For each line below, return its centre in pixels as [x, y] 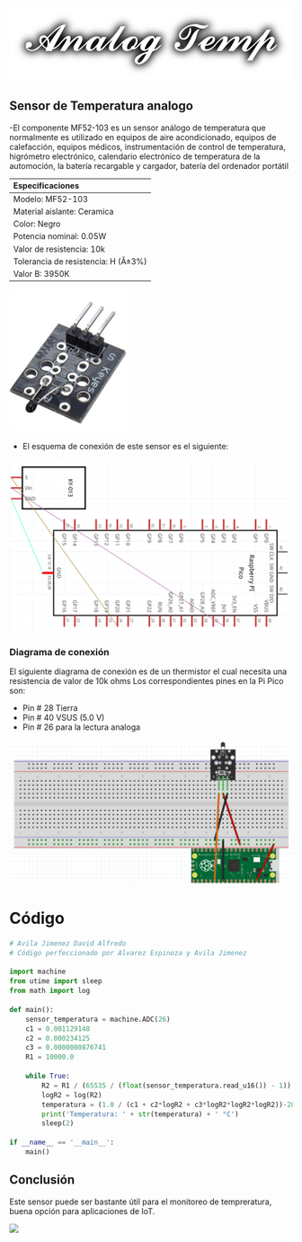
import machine [38, 972]
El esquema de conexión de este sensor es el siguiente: [125, 446]
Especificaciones [46, 186]
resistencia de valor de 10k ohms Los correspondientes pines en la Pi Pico [147, 681]
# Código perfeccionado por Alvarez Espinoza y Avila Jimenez [128, 953]
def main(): [31, 1009]
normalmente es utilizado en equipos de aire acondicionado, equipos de [143, 137]
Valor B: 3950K [41, 274]
